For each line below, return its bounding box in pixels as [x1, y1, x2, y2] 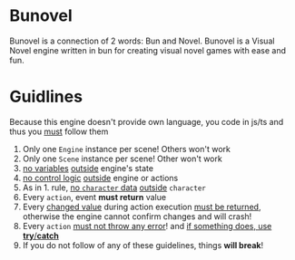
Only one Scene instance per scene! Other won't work [22, 153, 222, 164]
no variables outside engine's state [22, 162, 154, 173]
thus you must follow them [9, 126, 109, 137]
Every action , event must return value [22, 191, 166, 202]
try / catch [22, 230, 59, 241]
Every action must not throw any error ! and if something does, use [22, 220, 272, 231]
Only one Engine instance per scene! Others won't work [22, 143, 231, 154]
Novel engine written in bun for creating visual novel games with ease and [9, 44, 286, 55]
